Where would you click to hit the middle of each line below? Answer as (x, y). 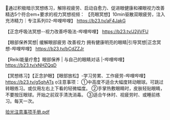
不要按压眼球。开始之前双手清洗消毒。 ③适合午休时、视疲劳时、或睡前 (81, 95)
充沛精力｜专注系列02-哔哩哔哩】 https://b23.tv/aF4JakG (66, 21)
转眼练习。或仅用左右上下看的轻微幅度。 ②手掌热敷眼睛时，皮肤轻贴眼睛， (85, 88)
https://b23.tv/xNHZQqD (31, 65)
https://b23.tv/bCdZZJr (60, 49)
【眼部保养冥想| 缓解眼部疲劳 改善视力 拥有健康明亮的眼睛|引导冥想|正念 (81, 42)
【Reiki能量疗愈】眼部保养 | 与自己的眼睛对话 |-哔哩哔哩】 (66, 59)
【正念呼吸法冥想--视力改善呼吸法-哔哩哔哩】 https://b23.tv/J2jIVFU (77, 32)
